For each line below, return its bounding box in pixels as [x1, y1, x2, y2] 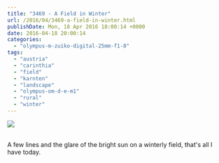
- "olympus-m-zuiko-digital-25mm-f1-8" [13, 42, 130, 49]
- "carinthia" [13, 62, 55, 69]
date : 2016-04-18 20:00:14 [7, 29, 86, 37]
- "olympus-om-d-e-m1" [13, 88, 80, 95]
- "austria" [13, 56, 49, 63]
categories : [7, 36, 42, 43]
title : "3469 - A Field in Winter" [7, 10, 111, 17]
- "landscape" [13, 81, 55, 88]
